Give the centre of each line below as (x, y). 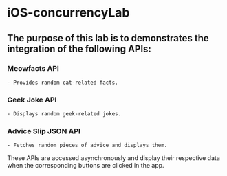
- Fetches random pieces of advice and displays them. (87, 146)
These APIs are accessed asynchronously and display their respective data (113, 158)
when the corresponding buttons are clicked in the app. (86, 166)
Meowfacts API (33, 68)
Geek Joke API (32, 100)
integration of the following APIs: (79, 48)
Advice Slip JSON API (44, 131)
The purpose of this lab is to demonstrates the (108, 38)
